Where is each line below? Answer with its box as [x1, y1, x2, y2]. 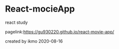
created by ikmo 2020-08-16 [5, 38, 63, 44]
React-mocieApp [5, 3, 75, 15]
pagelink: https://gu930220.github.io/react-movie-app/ [5, 29, 115, 34]
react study [5, 19, 28, 25]
